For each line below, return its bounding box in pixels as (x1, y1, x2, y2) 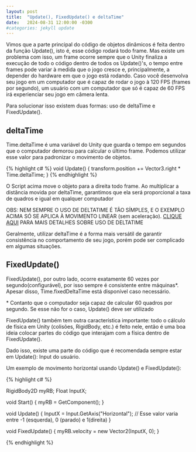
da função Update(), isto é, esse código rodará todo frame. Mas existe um (6, 48, 185, 55)
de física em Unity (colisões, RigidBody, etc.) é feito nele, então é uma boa (6, 323, 186, 330)
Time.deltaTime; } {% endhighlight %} (6, 171, 98, 178)
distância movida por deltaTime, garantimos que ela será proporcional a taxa (6, 189, 191, 196)
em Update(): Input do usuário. (6, 353, 80, 360)
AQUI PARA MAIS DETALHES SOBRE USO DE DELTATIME (6, 219, 143, 226)
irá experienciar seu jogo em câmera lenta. (6, 91, 109, 98)
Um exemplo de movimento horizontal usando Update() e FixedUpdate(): (6, 365, 181, 372)
